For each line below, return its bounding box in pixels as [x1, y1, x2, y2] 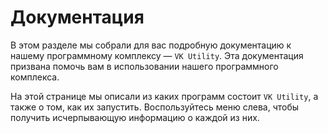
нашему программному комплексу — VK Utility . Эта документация [10, 49, 304, 61]
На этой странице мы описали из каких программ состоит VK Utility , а [10, 90, 319, 102]
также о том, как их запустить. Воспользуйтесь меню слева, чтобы [10, 101, 300, 113]
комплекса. [10, 71, 60, 83]
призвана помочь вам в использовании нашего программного [10, 60, 279, 72]
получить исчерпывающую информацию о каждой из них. [10, 111, 260, 123]
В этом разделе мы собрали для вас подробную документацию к [10, 39, 292, 51]
